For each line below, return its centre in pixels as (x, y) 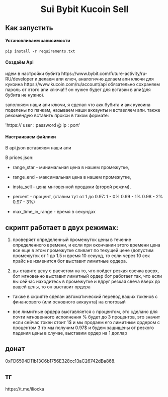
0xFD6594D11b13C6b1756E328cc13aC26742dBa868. (60, 361)
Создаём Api (19, 62)
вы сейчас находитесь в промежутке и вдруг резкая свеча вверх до (86, 281)
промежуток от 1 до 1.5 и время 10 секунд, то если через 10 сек (81, 256)
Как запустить (29, 28)
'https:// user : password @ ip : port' (43, 125)
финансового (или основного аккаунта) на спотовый (69, 302)
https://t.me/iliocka (25, 389)
